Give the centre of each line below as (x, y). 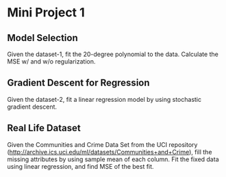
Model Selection (43, 38)
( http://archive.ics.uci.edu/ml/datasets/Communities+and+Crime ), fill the (110, 152)
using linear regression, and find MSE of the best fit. (80, 166)
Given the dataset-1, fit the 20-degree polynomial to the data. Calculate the (113, 54)
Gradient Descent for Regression (78, 83)
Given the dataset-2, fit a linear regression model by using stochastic (104, 99)
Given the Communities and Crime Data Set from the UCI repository (102, 144)
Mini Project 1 (46, 13)
